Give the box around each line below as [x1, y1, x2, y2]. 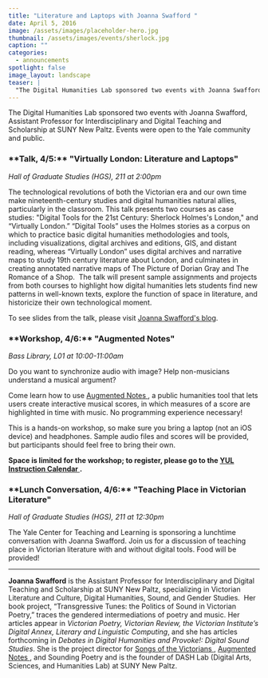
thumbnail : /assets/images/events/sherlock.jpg [8, 34, 170, 42]
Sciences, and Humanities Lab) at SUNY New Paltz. [8, 661, 178, 671]
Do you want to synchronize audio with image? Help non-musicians [8, 366, 230, 376]
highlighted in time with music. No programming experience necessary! [8, 407, 243, 417]
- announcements [15, 57, 69, 65]
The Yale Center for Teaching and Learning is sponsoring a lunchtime [8, 528, 237, 537]
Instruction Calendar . [8, 464, 82, 473]
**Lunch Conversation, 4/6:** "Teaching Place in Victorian [8, 484, 246, 495]
